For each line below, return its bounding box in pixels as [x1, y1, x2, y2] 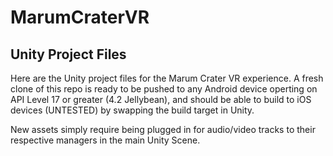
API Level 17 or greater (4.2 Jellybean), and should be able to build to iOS [10, 94, 312, 105]
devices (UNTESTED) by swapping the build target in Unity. [10, 104, 255, 116]
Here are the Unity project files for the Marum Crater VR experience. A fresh [10, 72, 324, 84]
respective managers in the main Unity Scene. [10, 134, 201, 146]
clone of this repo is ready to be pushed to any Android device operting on [10, 83, 318, 95]
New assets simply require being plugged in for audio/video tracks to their [10, 124, 316, 135]
